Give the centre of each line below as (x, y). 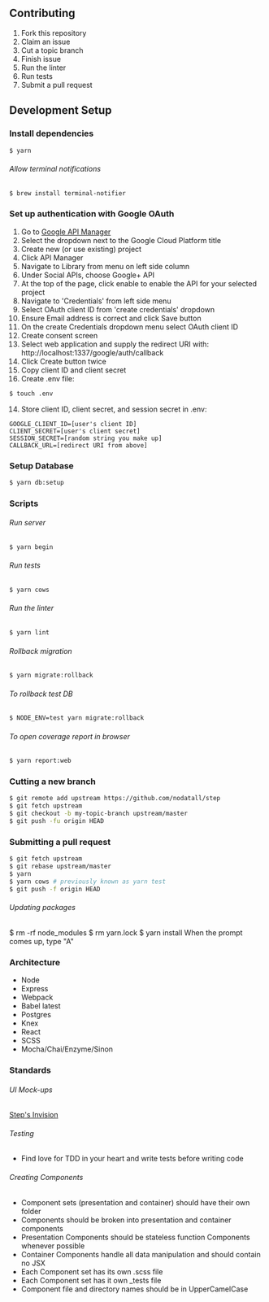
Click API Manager (52, 257)
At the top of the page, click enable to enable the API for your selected (139, 283)
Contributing (42, 13)
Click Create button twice (63, 361)
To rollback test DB (41, 694)
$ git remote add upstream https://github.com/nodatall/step (115, 799)
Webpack (37, 997)
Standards (30, 1070)
